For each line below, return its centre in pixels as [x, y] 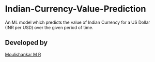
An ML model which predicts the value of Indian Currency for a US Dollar [77, 22]
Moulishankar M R [23, 54]
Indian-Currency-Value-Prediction [76, 9]
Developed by [26, 43]
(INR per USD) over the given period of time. [49, 27]
